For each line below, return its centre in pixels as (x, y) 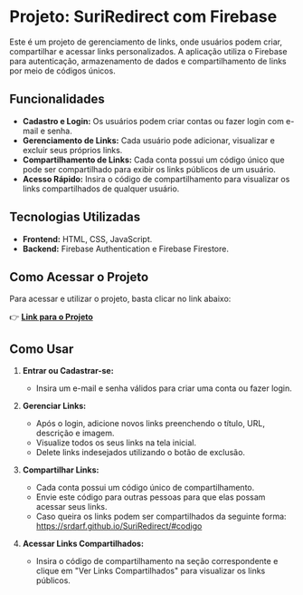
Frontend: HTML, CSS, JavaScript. (87, 239)
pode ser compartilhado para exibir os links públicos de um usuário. (149, 169)
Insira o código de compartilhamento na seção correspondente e (157, 561)
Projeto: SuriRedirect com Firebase (143, 17)
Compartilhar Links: (61, 470)
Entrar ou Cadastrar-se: (68, 371)
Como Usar (42, 349)
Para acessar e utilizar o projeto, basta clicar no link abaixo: (120, 299)
